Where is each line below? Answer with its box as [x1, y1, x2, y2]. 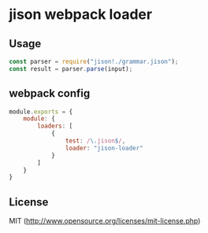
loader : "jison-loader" [65, 144, 144, 152]
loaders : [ [37, 122, 73, 131]
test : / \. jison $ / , [65, 137, 126, 145]
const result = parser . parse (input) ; [9, 65, 133, 72]
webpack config [9, 87, 91, 100]
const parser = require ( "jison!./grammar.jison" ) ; [9, 57, 179, 65]
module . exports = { [9, 108, 73, 116]
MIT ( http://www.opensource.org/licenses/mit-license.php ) [9, 216, 201, 226]
